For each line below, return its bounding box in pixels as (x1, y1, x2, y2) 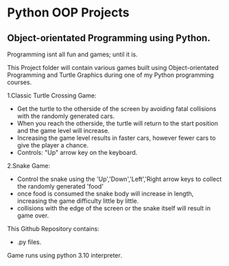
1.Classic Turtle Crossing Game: (7, 91, 97, 99)
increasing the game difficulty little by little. (16, 197, 139, 205)
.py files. (16, 238, 42, 246)
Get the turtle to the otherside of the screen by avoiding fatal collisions (16, 105, 217, 112)
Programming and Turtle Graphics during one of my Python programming (7, 71, 214, 79)
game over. (16, 211, 49, 219)
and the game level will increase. (16, 127, 110, 134)
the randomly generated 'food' (16, 182, 104, 190)
